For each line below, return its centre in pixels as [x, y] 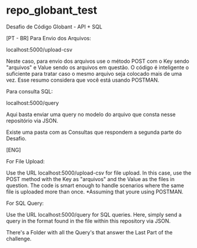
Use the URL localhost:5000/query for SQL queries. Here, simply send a [94, 214]
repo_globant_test [52, 10]
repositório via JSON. [32, 120]
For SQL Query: [25, 203]
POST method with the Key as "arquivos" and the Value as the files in [90, 179]
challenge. [19, 239]
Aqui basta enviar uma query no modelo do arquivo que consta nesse [91, 114]
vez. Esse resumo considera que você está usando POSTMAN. [83, 80]
